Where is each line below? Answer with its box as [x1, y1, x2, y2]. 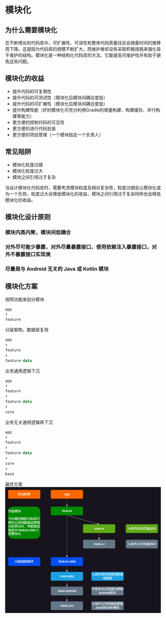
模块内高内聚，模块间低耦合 [5, 229, 71, 236]
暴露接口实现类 [15, 251, 51, 257]
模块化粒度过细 [12, 161, 43, 167]
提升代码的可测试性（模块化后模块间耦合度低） [12, 95, 108, 101]
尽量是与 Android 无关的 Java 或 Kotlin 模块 [5, 265, 109, 272]
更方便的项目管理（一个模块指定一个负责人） [12, 132, 104, 138]
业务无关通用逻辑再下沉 [5, 419, 53, 425]
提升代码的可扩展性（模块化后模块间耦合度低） [12, 101, 108, 106]
